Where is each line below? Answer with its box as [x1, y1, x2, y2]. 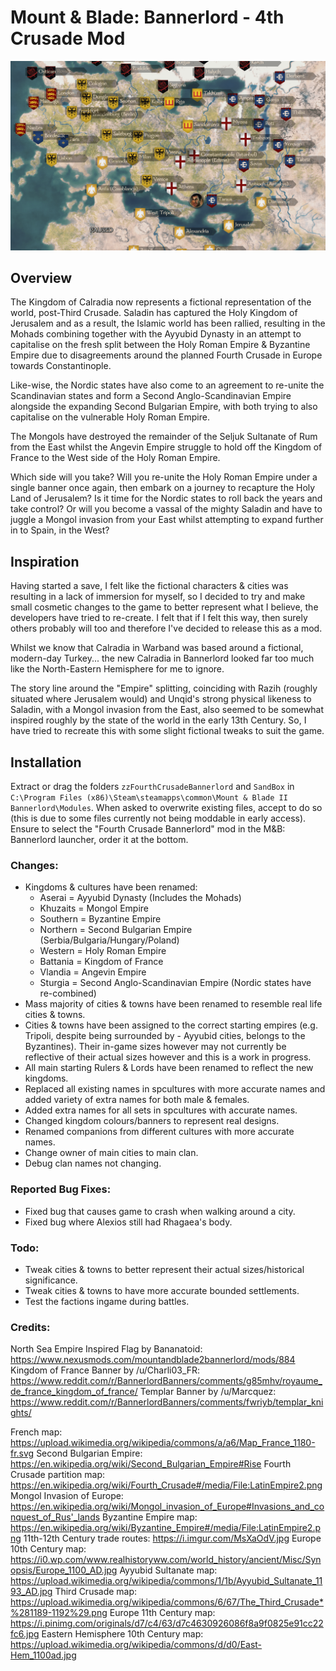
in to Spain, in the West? [10, 524, 110, 536]
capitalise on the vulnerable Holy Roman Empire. [10, 411, 210, 423]
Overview [10, 270, 73, 287]
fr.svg [10, 1447, 35, 1460]
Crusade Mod [10, 27, 126, 50]
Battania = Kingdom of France [39, 956, 164, 968]
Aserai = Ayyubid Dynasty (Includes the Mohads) [39, 892, 242, 904]
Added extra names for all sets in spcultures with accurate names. [24, 1104, 298, 1116]
